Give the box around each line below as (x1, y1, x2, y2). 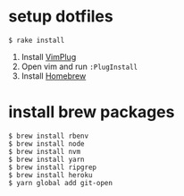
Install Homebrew (21, 70, 87, 81)
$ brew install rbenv (8, 132, 89, 141)
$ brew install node (8, 139, 86, 149)
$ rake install (8, 36, 65, 45)
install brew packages (8, 102, 175, 123)
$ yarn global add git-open (8, 178, 113, 187)
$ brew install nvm (8, 147, 81, 156)
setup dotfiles (8, 6, 113, 27)
